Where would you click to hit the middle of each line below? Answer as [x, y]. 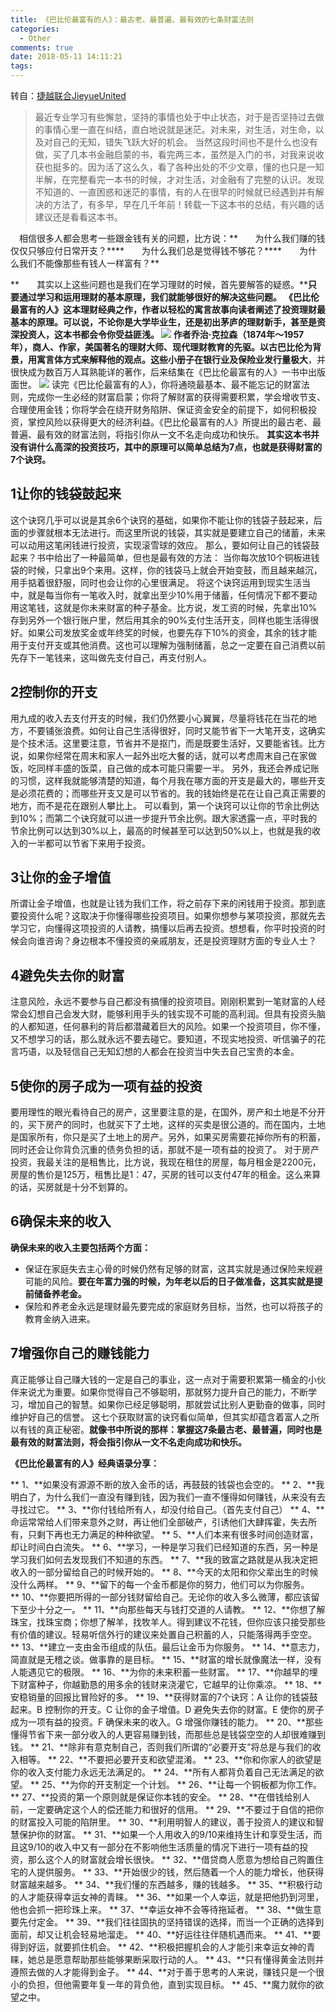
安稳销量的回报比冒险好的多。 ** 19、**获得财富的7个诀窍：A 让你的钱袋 [160, 1697]
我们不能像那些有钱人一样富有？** [89, 263]
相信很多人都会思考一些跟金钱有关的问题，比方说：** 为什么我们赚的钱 [172, 238]
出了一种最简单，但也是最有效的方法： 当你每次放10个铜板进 [187, 557]
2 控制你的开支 [54, 692]
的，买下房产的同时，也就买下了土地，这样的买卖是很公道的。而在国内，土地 [168, 1125]
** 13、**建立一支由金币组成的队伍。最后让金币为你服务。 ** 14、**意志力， [168, 1647]
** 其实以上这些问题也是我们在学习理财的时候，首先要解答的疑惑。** [159, 284]
